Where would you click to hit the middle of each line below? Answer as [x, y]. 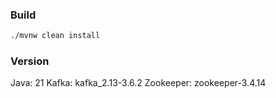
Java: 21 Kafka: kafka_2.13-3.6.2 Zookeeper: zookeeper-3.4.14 [138, 83]
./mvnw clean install [55, 36]
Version [30, 61]
